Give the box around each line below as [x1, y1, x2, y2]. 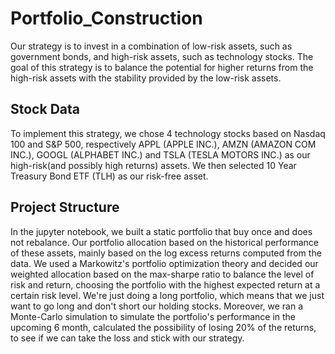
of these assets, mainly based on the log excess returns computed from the [10, 247, 322, 259]
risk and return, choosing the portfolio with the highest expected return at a [10, 278, 321, 291]
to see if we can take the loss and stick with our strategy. [10, 332, 245, 344]
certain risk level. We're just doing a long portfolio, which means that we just [10, 289, 325, 301]
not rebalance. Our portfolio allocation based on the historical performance [10, 236, 320, 248]
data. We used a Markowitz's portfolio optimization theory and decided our [10, 257, 319, 269]
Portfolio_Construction [10, 7, 203, 30]
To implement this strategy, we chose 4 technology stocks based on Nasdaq [10, 127, 326, 139]
